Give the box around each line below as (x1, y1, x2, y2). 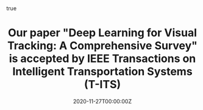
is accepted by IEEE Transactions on (9, 52, 196, 66)
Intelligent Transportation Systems (12, 65, 193, 78)
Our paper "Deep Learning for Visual (8, 26, 197, 40)
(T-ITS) (84, 78, 121, 92)
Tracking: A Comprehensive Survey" (7, 39, 198, 53)
